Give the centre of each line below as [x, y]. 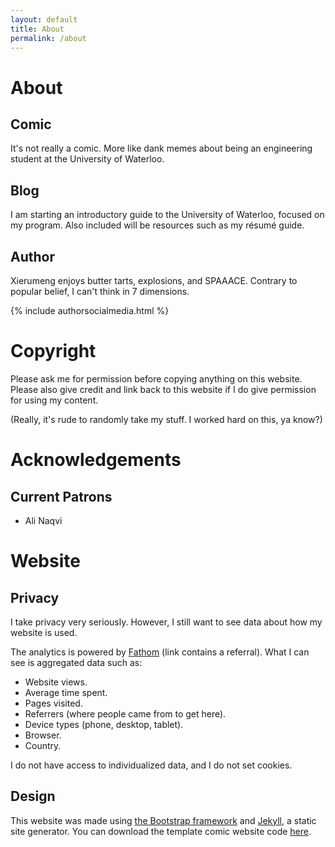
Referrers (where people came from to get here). [125, 713]
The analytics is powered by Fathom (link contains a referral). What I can [160, 652]
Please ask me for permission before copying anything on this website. [156, 378]
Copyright [53, 351]
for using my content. [54, 400]
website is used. [44, 632]
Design [33, 796]
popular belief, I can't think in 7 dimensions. [100, 291]
